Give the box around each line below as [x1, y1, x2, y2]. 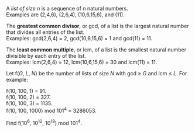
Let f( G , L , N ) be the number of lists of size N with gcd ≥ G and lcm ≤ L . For [6, 70, 187, 77]
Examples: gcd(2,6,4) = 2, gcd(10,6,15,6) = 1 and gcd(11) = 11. [6, 35, 153, 41]
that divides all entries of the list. [6, 29, 85, 36]
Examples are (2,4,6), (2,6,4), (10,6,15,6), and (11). [6, 11, 125, 18]
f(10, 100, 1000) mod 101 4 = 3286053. [6, 106, 97, 114]
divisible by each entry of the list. [6, 53, 87, 59]
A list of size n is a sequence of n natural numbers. [6, 5, 129, 12]
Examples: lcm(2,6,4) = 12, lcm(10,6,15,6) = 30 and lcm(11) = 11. [6, 58, 158, 65]
